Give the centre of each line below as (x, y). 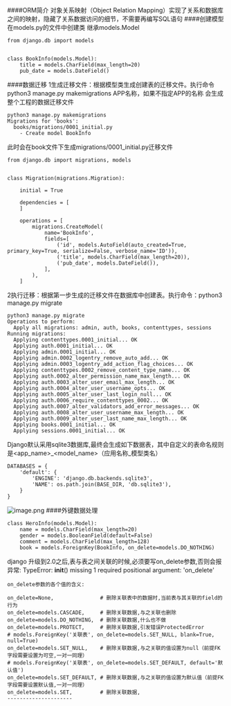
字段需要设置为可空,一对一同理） (47, 655)
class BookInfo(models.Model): (52, 59)
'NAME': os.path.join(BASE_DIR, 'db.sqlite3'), (102, 484)
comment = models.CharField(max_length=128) (85, 542)
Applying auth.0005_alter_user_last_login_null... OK (92, 394)
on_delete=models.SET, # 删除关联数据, (74, 692)
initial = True (41, 191)
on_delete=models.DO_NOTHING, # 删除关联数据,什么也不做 (87, 620)
